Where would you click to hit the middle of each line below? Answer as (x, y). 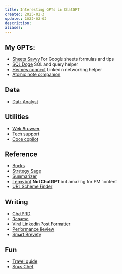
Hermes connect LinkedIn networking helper (57, 69)
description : (18, 23)
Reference (21, 154)
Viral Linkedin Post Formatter (41, 224)
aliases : (14, 28)
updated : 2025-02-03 (26, 18)
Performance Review (33, 229)
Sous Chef (23, 266)
